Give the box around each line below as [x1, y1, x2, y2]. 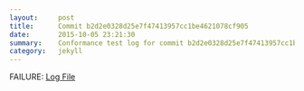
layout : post [9, 13, 75, 23]
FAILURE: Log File [9, 71, 76, 82]
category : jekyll [9, 47, 83, 56]
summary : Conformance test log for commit [9, 38, 184, 48]
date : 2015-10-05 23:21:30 [9, 30, 136, 39]
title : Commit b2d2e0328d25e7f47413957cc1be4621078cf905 [9, 22, 249, 31]
